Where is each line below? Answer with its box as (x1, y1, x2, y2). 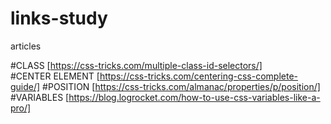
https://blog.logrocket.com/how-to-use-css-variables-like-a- (68, 91, 321, 103)
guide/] (10, 80, 41, 92)
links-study (10, 7, 108, 30)
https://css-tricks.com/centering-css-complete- (99, 70, 299, 82)
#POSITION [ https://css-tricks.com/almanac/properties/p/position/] (42, 80, 321, 92)
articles (10, 40, 42, 52)
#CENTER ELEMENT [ (10, 70, 100, 82)
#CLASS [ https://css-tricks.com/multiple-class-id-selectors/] (10, 59, 263, 71)
